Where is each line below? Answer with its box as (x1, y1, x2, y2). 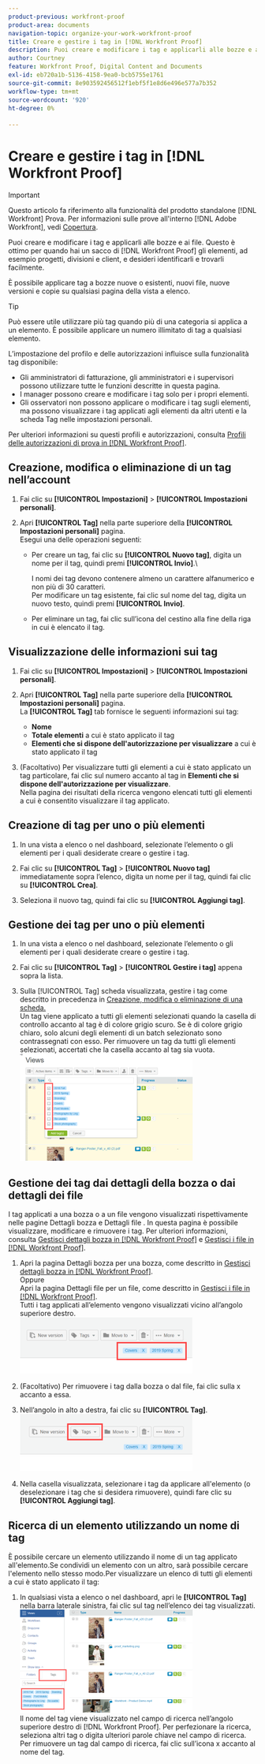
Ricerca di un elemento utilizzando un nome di (8, 1519, 240, 1532)
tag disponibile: (8, 357, 58, 367)
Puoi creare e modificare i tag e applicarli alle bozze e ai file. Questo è (8, 237, 235, 248)
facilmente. (8, 263, 45, 272)
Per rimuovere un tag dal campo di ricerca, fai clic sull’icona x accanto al (19, 1739, 256, 1748)
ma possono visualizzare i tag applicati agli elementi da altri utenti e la (19, 406, 247, 416)
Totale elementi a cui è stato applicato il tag (31, 730, 175, 740)
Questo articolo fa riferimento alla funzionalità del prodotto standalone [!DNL (8, 206, 257, 215)
